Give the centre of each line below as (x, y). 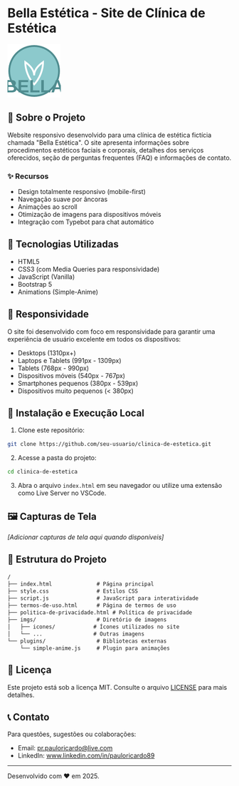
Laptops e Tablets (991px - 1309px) (69, 360)
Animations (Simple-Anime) (58, 292)
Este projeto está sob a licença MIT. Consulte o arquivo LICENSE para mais (117, 687)
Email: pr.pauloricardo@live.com (65, 748)
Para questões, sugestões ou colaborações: (72, 734)
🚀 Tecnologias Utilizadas (63, 244)
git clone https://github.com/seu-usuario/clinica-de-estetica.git (110, 444)
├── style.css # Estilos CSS (73, 591)
